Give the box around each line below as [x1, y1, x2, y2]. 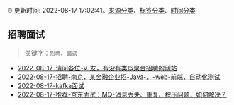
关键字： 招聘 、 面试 [24, 49, 78, 57]
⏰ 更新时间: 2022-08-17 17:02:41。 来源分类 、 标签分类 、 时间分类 [7, 6, 196, 14]
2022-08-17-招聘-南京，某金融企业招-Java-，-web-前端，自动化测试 [17, 73, 221, 81]
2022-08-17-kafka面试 [17, 81, 84, 89]
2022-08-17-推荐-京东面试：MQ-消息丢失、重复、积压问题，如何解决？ [17, 90, 227, 99]
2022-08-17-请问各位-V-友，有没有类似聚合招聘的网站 [17, 63, 177, 72]
